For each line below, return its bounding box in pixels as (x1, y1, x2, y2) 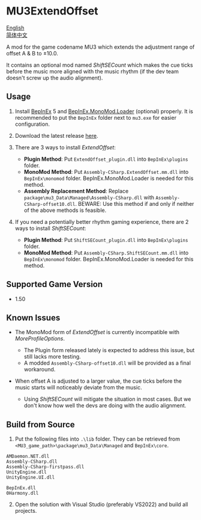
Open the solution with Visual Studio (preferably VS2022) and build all (14, 501, 188, 508)
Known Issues (6, 312, 61, 323)
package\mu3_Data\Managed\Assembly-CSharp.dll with (23, 194, 155, 201)
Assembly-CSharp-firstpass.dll (6, 464, 85, 470)
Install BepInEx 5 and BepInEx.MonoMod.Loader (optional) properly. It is (14, 107, 193, 115)
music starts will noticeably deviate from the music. (14, 384, 142, 391)
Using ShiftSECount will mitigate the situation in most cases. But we (23, 395, 191, 403)
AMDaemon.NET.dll (6, 453, 50, 460)
